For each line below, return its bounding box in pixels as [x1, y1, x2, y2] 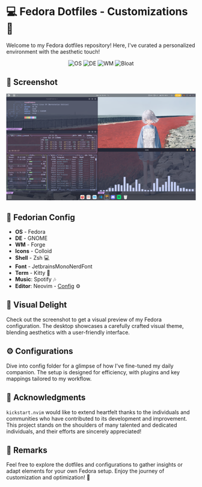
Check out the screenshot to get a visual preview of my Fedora [6, 316, 162, 323]
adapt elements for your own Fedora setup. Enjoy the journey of [6, 468, 165, 475]
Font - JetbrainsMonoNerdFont [14, 263, 93, 270]
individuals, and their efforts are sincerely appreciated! [6, 427, 142, 435]
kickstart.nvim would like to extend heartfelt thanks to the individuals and [6, 408, 191, 416]
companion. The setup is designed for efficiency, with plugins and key [6, 368, 180, 375]
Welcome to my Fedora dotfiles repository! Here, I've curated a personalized [6, 42, 195, 49]
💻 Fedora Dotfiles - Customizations [6, 5, 188, 19]
